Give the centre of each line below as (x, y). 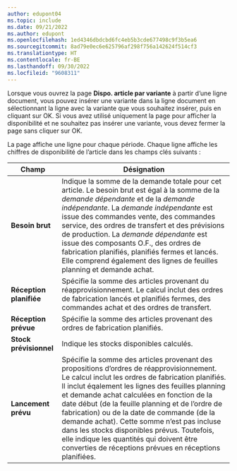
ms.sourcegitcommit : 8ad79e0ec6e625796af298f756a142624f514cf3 (102, 47)
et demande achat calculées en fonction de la (137, 395)
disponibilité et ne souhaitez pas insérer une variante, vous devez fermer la (116, 123)
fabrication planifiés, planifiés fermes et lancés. (140, 251)
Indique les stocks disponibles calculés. (127, 343)
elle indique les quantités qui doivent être (130, 439)
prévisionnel (32, 348)
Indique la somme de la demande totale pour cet (142, 181)
